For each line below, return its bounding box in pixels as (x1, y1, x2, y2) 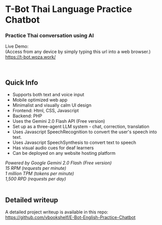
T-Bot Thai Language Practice (5, 4, 132, 15)
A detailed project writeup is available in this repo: (5, 209, 109, 215)
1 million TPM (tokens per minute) (5, 170, 74, 176)
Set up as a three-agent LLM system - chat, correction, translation (12, 124, 149, 130)
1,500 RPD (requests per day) (5, 176, 66, 182)
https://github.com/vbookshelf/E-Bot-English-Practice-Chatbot (5, 214, 136, 220)
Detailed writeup (5, 195, 59, 204)
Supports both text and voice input (12, 92, 84, 98)
